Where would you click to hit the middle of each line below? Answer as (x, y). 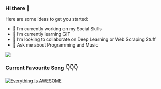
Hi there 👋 (18, 8)
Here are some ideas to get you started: (47, 19)
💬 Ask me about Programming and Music (55, 45)
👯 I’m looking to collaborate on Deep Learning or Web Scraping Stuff (84, 39)
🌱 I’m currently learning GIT (41, 34)
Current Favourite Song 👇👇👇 (42, 68)
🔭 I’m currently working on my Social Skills (57, 29)
